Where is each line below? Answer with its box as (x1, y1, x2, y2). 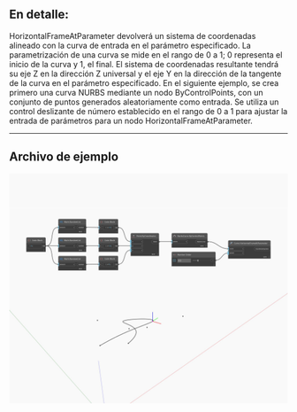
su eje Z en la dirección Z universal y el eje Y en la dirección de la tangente (9, 68, 282, 79)
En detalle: (9, 7, 69, 22)
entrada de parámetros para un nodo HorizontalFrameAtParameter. (9, 115, 254, 126)
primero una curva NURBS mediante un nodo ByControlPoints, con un (9, 87, 263, 97)
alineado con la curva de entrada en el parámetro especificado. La (9, 40, 252, 51)
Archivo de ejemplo (9, 150, 119, 165)
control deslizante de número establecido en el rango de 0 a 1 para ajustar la (9, 105, 288, 116)
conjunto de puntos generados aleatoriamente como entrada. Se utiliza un (9, 97, 279, 107)
